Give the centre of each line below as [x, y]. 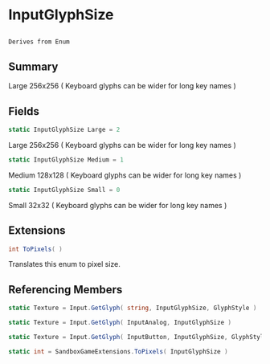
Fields [24, 111]
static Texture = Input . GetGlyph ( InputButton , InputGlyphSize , [118, 337]
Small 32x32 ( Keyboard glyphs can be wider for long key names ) [118, 205]
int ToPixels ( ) [35, 249]
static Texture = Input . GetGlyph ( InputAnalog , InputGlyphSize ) [120, 323]
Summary [33, 66]
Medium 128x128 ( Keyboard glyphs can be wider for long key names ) [125, 175]
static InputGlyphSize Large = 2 [64, 130]
